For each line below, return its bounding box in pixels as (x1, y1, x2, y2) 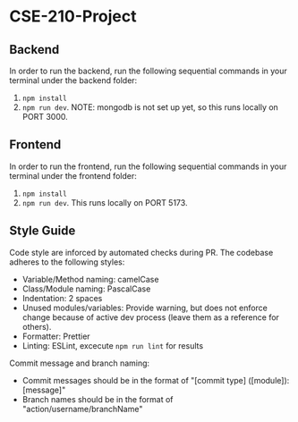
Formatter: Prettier (21, 331, 91, 342)
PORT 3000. (21, 112, 69, 122)
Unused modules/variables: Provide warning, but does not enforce (21, 302, 268, 313)
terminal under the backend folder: (9, 75, 138, 86)
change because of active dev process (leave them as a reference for (21, 311, 280, 323)
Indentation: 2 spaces (21, 292, 103, 303)
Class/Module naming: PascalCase (21, 283, 151, 294)
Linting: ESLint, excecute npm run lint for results (21, 340, 204, 350)
